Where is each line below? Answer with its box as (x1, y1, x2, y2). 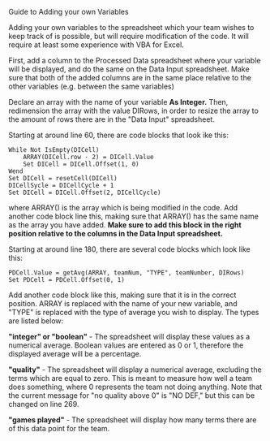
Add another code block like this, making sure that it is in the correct (8, 290, 237, 300)
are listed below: (8, 316, 64, 326)
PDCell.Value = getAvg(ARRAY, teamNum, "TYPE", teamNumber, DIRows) (8, 269, 245, 277)
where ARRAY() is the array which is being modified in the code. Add (8, 203, 238, 212)
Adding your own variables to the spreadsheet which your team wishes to (8, 23, 255, 32)
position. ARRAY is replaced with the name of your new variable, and (8, 299, 238, 308)
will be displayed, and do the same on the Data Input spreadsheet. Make (8, 64, 250, 74)
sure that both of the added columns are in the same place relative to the (8, 73, 251, 82)
